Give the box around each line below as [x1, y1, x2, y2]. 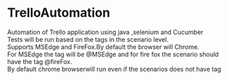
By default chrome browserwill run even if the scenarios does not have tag [7, 65, 222, 73]
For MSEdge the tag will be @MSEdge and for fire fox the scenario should [7, 50, 219, 58]
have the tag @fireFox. [7, 57, 73, 65]
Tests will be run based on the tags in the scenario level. [7, 35, 169, 43]
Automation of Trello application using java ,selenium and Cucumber [7, 28, 204, 36]
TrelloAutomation [7, 5, 110, 21]
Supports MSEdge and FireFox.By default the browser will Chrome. [7, 42, 200, 51]
